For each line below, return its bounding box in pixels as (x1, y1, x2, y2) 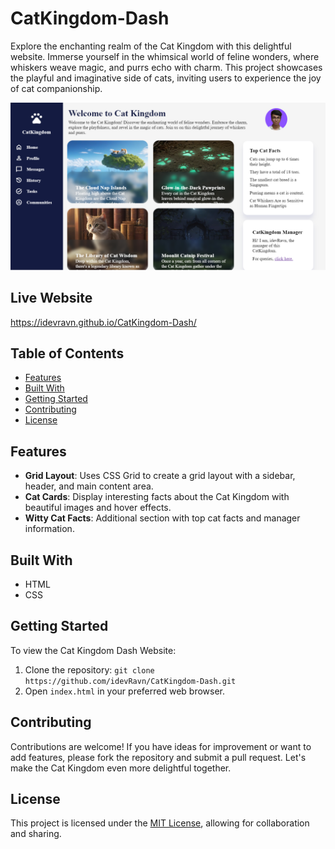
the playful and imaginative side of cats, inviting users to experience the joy (10, 72, 322, 84)
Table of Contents (10, 345, 125, 362)
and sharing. (10, 828, 62, 840)
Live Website (10, 290, 93, 307)
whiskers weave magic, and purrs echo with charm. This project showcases (10, 61, 323, 73)
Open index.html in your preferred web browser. (24, 685, 226, 697)
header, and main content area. (24, 480, 154, 492)
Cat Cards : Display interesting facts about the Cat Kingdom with (24, 491, 290, 503)
